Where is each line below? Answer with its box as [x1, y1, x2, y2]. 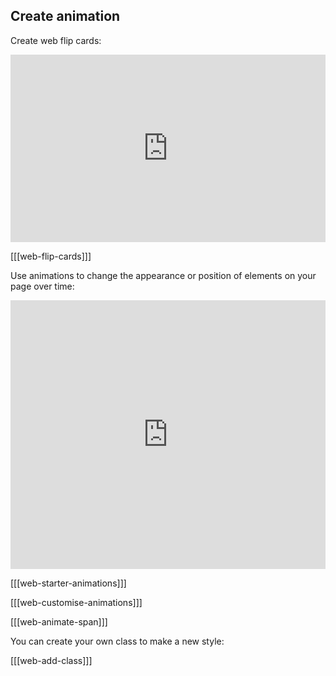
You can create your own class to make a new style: [10, 635, 225, 647]
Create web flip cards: [10, 34, 102, 46]
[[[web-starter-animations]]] [10, 577, 127, 589]
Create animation [10, 8, 121, 25]
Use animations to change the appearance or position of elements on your [10, 269, 317, 281]
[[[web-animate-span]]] [10, 615, 108, 628]
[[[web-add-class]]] [10, 654, 93, 666]
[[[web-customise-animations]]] [10, 596, 143, 608]
